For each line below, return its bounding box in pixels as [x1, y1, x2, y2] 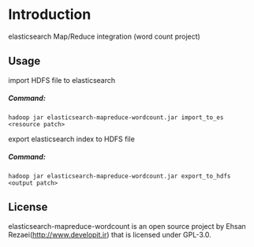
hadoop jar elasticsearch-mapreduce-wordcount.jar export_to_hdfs [8, 172, 231, 180]
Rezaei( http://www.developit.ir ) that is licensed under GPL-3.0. [8, 230, 211, 239]
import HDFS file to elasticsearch [8, 75, 116, 84]
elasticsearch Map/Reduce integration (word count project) [8, 32, 201, 41]
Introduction [8, 6, 92, 24]
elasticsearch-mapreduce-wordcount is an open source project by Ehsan [8, 221, 246, 230]
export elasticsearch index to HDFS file [8, 134, 136, 144]
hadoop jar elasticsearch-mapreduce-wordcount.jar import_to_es [8, 113, 224, 122]
